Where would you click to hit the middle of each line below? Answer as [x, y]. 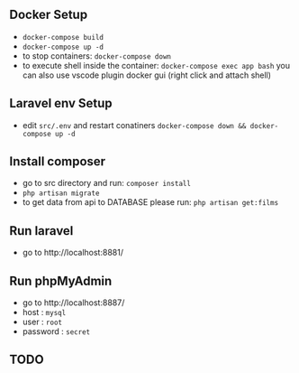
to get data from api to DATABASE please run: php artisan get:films [150, 202]
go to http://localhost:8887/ [73, 303]
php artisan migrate [61, 193]
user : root [42, 322]
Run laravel [41, 231]
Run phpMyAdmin [61, 280]
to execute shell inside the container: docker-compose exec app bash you [156, 65]
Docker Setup [49, 15]
